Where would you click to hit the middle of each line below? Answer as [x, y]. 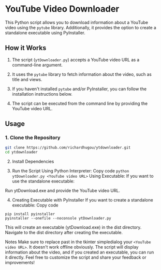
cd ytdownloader [21, 152]
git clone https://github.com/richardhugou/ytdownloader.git [68, 148]
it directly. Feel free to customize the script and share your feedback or [76, 257]
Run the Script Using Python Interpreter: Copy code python [71, 171]
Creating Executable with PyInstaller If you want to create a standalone [82, 200]
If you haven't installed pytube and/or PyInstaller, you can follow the [79, 89]
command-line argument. [37, 65]
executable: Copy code [35, 205]
